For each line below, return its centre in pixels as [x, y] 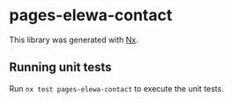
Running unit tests [60, 67]
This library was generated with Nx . [74, 40]
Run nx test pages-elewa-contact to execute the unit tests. [116, 88]
